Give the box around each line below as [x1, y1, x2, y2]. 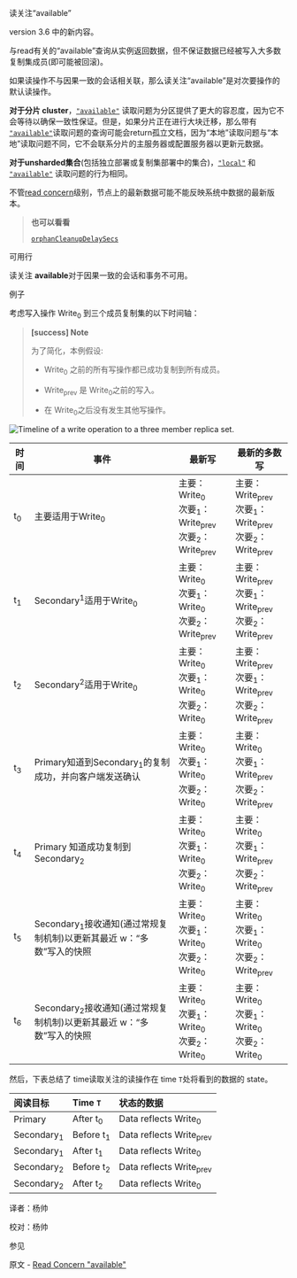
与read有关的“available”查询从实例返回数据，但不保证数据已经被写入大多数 [9, 45, 281, 56]
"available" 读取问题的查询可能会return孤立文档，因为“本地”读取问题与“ [9, 128, 271, 137]
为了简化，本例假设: [30, 345, 103, 356]
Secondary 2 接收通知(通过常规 [34, 1002, 159, 1016]
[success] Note [30, 327, 89, 337]
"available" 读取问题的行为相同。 [9, 168, 133, 179]
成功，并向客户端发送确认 [34, 771, 141, 783]
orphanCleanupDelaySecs [30, 235, 119, 244]
